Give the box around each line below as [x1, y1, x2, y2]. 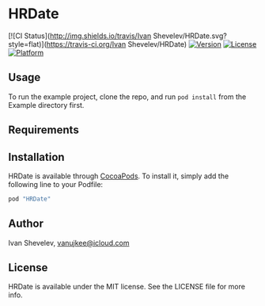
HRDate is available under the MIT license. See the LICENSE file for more [8, 282, 245, 292]
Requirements [8, 124, 79, 137]
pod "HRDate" [8, 195, 51, 203]
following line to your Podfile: [8, 179, 104, 189]
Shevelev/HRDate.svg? [153, 31, 227, 40]
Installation [8, 150, 65, 163]
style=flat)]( [8, 39, 47, 48]
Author [8, 217, 44, 231]
